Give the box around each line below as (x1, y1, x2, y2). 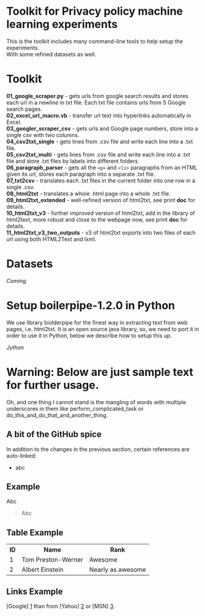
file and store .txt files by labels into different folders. (6, 157, 140, 165)
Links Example (6, 586, 63, 596)
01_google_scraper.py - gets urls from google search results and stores (6, 92, 188, 99)
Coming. (6, 277, 28, 284)
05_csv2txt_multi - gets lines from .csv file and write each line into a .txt (6, 151, 191, 158)
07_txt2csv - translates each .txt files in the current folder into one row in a (6, 176, 196, 184)
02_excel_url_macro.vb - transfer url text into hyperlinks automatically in (6, 111, 192, 119)
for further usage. (6, 378, 99, 392)
